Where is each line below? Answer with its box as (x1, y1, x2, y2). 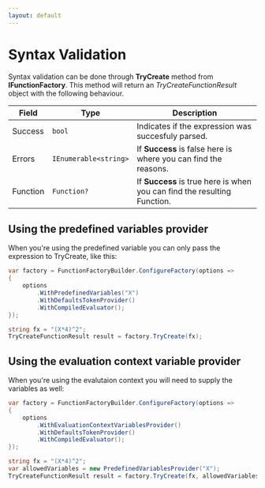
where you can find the (136, 153, 222, 164)
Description (172, 107, 218, 118)
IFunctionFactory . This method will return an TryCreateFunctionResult (8, 80, 237, 89)
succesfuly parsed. (136, 130, 208, 141)
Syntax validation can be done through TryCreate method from (8, 72, 214, 81)
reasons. (136, 163, 170, 174)
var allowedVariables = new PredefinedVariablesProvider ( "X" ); (8, 465, 221, 473)
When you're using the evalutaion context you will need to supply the (8, 376, 233, 385)
